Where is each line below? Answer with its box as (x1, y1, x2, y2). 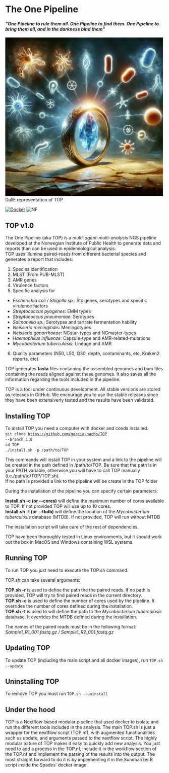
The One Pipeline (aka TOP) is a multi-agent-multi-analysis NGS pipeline (5, 235, 157, 241)
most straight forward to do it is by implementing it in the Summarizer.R (5, 757, 153, 763)
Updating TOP (5, 644, 50, 652)
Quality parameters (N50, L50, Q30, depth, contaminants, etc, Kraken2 (12, 350, 160, 357)
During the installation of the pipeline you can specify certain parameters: (5, 488, 158, 494)
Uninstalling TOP (5, 677, 60, 686)
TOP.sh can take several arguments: (5, 577, 81, 583)
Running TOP (5, 554, 48, 563)
